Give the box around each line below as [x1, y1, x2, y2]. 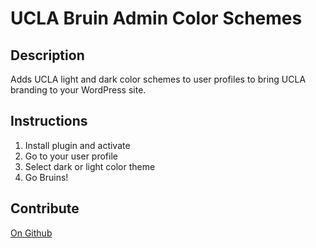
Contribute [10, 200, 80, 217]
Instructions [10, 113, 88, 130]
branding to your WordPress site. [10, 84, 147, 96]
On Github [10, 227, 53, 239]
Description [10, 47, 85, 64]
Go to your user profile [24, 150, 118, 162]
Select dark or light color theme [24, 160, 156, 172]
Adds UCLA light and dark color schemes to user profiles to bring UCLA [10, 73, 307, 85]
